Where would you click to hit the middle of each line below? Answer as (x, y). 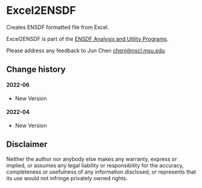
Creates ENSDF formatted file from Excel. (58, 27)
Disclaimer (27, 144)
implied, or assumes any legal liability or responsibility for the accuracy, (95, 165)
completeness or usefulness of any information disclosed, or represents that (101, 172)
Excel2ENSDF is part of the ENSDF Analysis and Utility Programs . (87, 39)
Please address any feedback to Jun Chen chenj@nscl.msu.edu (86, 50)
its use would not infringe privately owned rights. (67, 178)
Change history (36, 70)
